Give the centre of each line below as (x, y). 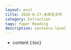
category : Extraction (28, 19)
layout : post (19, 10)
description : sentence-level (36, 28)
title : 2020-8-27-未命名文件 (34, 14)
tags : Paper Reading (27, 24)
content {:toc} (27, 42)
